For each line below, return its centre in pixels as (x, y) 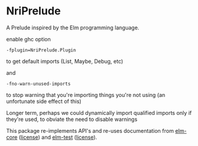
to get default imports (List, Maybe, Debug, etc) (65, 61)
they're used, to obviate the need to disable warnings (72, 119)
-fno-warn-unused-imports (38, 84)
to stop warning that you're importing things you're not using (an (86, 95)
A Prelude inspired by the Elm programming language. (73, 28)
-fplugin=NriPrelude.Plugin (41, 50)
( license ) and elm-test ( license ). (58, 137)
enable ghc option (28, 39)
